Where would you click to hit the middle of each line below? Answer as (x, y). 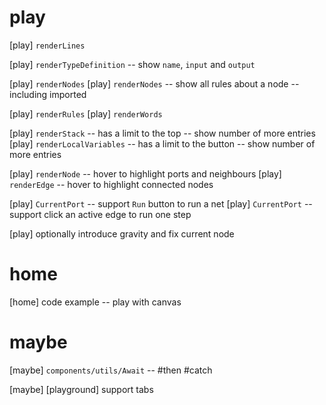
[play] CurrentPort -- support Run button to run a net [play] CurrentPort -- (161, 203)
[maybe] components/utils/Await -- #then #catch (111, 370)
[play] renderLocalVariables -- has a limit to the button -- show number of (162, 143)
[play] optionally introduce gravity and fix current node (122, 233)
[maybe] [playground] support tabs (81, 389)
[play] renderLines (47, 45)
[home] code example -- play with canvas (95, 302)
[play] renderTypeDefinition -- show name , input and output (132, 64)
